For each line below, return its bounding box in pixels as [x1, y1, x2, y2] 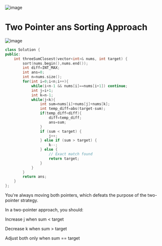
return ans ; [22, 174, 47, 179]
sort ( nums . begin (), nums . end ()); [22, 61, 89, 66]
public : [5, 52, 21, 57]
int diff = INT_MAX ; [22, 65, 60, 70]
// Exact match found [48, 152, 93, 157]
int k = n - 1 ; [31, 93, 54, 98]
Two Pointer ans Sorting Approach [5, 22, 148, 33]
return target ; [48, 156, 80, 161]
